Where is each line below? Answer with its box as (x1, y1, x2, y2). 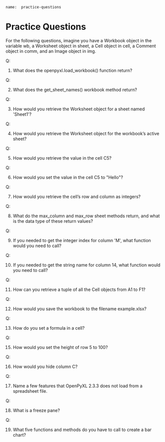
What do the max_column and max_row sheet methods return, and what (12, 213, 160, 219)
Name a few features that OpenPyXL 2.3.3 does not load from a (12, 383, 143, 389)
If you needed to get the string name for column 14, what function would (12, 262, 161, 268)
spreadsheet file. (12, 388, 48, 394)
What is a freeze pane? (12, 407, 60, 413)
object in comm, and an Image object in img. (5, 48, 96, 54)
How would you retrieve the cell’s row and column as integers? (12, 193, 141, 199)
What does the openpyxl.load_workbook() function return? (12, 67, 133, 73)
